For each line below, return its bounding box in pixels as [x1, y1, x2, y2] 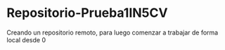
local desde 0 [6, 35, 46, 44]
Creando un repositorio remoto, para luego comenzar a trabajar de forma [6, 28, 219, 37]
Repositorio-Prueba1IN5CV [6, 5, 168, 21]
